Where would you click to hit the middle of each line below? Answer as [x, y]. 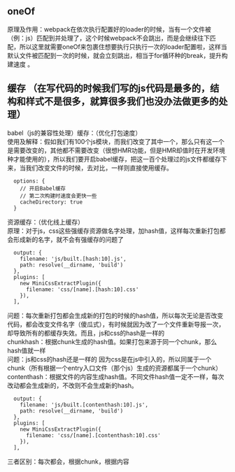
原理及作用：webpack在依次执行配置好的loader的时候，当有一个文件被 [109, 29]
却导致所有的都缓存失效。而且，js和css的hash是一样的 [86, 333]
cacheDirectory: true [51, 202]
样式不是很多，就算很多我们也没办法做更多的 [122, 102]
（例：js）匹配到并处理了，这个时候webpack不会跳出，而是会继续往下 [108, 38]
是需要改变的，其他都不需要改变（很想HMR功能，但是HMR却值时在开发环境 [116, 150]
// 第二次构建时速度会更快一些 [58, 196]
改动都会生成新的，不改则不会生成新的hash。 [72, 385]
